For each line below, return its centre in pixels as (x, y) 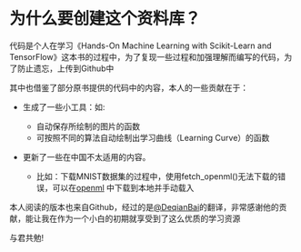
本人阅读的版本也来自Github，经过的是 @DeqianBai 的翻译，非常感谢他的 (144, 207)
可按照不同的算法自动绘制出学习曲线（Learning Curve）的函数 (153, 137)
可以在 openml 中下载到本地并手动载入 (123, 187)
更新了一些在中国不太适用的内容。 (86, 156)
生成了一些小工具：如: (64, 106)
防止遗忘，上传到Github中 (65, 68)
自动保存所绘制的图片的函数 (88, 126)
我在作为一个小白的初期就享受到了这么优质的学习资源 (140, 218)
